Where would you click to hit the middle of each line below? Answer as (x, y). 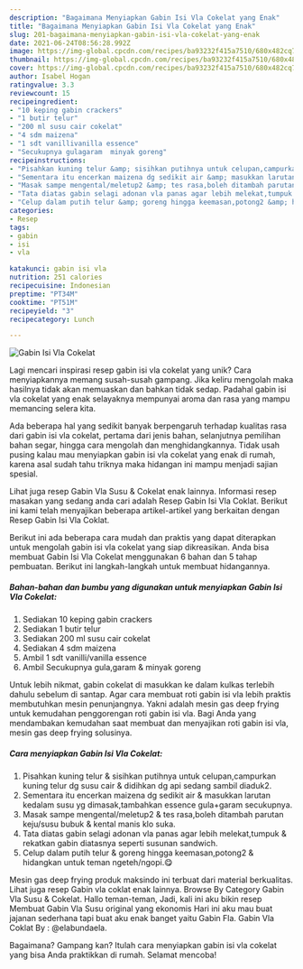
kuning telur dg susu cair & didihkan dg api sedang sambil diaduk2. (147, 786)
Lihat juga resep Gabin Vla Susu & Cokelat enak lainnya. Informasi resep (143, 492)
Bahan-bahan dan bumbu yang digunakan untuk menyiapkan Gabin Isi (146, 586)
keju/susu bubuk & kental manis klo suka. (99, 824)
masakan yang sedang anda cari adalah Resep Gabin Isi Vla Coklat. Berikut (148, 501)
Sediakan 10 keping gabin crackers (87, 620)
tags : (19, 227)
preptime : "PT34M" (44, 294)
